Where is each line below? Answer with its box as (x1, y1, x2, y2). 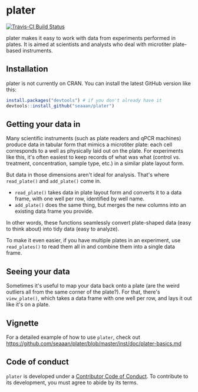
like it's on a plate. (6, 301, 50, 308)
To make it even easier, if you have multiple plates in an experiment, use (6, 237, 181, 244)
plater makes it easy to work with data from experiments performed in (6, 34, 176, 41)
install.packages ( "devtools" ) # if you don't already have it (6, 97, 162, 103)
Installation (6, 64, 48, 74)
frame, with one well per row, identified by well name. (14, 195, 144, 202)
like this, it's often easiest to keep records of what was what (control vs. (6, 154, 181, 161)
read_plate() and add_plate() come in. (6, 177, 101, 185)
